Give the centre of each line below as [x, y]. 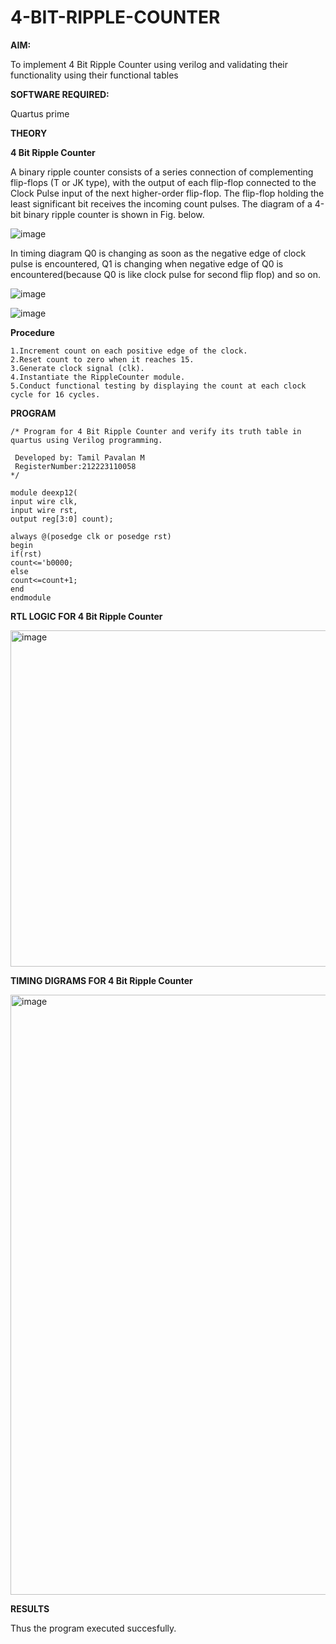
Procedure [32, 332]
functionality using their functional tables [94, 75]
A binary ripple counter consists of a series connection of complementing [162, 172]
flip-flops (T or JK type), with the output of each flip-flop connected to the [163, 182]
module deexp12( [44, 492]
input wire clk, [44, 501]
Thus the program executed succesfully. [93, 1628]
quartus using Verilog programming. [86, 440]
